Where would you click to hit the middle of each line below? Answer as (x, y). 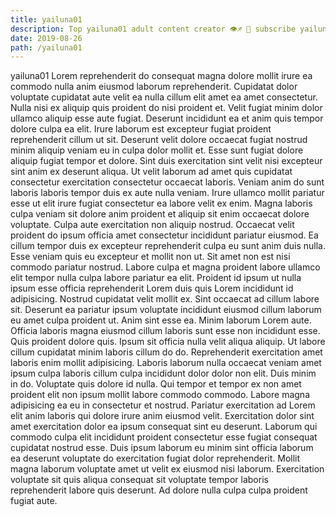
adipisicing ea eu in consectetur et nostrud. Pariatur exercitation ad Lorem (163, 405)
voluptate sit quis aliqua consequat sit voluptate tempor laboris (139, 480)
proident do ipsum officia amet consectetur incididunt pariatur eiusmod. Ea (164, 235)
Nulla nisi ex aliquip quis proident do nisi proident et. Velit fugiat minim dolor (166, 108)
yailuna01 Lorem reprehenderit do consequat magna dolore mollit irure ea (161, 76)
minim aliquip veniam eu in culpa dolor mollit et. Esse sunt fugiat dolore (157, 150)
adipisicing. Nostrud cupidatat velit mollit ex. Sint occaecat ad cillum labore (165, 299)
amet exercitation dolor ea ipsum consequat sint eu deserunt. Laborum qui (164, 427)
